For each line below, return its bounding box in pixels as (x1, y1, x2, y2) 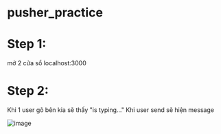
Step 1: (7, 36, 47, 52)
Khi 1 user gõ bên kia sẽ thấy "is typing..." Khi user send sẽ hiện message (7, 106, 215, 114)
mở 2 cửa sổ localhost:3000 (7, 59, 87, 67)
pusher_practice (7, 5, 103, 21)
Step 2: (7, 83, 49, 99)
